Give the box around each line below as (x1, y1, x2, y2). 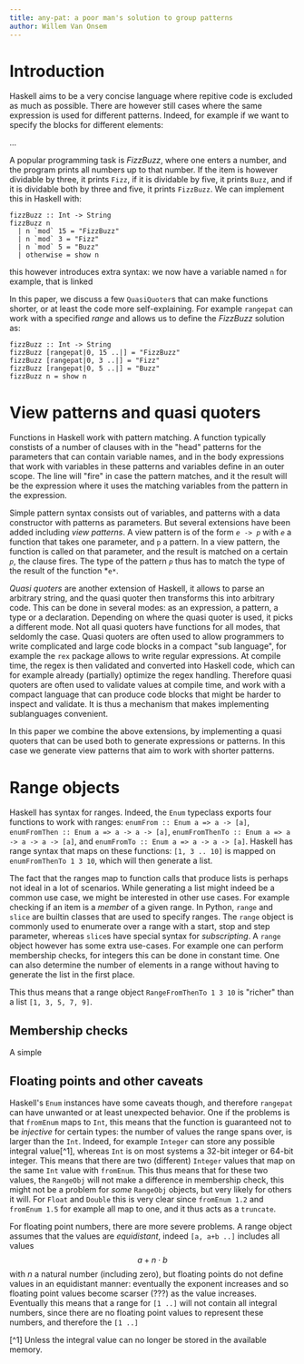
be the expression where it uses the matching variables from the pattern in (9, 480, 289, 491)
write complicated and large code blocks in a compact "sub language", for (9, 641, 288, 652)
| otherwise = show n (17, 250, 100, 260)
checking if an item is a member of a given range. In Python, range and (9, 902, 274, 913)
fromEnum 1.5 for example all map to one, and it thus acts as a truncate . (9, 1203, 277, 1214)
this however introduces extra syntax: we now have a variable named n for (9, 267, 288, 278)
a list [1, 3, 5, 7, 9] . (9, 996, 93, 1007)
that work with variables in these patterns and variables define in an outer (9, 461, 285, 472)
